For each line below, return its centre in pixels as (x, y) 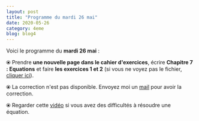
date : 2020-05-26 (28, 23)
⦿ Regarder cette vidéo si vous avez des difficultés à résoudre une (88, 106)
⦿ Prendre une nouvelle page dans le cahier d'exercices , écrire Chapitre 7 (99, 63)
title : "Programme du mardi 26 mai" (52, 17)
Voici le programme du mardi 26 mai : (53, 51)
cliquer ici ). (20, 76)
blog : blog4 (21, 34)
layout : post (22, 12)
